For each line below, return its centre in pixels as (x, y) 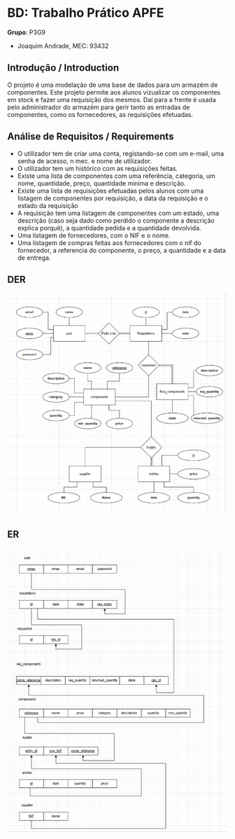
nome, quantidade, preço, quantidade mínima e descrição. (101, 183)
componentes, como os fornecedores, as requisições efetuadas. (100, 114)
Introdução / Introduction (63, 68)
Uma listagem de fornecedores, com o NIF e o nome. (94, 235)
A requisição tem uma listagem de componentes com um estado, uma (118, 213)
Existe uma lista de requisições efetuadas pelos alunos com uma (111, 190)
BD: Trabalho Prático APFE (86, 13)
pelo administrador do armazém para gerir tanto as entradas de (99, 107)
